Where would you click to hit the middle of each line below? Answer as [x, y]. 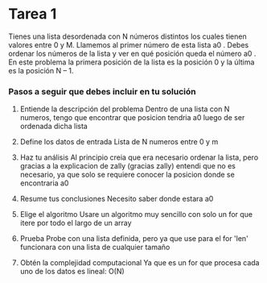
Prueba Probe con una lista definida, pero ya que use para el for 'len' [134, 239]
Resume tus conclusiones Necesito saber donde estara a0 [117, 199]
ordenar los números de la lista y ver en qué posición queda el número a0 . [132, 53]
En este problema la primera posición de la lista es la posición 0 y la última [131, 62]
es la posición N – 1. [41, 70]
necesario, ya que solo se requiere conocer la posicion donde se [127, 175]
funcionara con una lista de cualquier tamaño [95, 248]
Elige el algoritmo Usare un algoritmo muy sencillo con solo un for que [136, 214]
